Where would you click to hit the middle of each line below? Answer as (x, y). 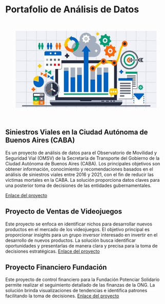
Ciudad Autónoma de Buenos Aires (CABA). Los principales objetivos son (83, 163)
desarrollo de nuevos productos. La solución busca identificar (71, 240)
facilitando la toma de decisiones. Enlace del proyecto (62, 296)
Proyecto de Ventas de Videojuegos (64, 212)
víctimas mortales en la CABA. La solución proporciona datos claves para (82, 180)
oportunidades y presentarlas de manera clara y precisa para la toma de (81, 245)
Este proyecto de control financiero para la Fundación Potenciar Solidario (82, 280)
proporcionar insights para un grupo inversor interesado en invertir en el (81, 235)
